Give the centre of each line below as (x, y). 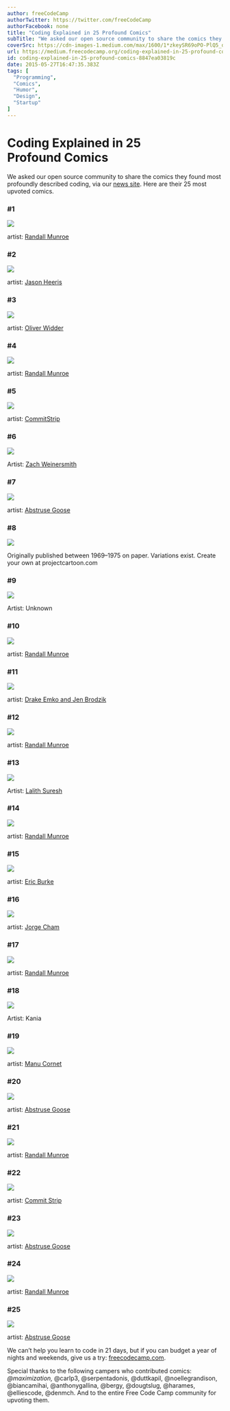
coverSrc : (21, 45)
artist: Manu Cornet (35, 1064)
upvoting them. (28, 1400)
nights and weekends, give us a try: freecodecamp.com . (87, 1358)
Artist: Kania (24, 1018)
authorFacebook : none (38, 26)
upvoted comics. (31, 191)
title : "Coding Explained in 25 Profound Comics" (79, 33)
